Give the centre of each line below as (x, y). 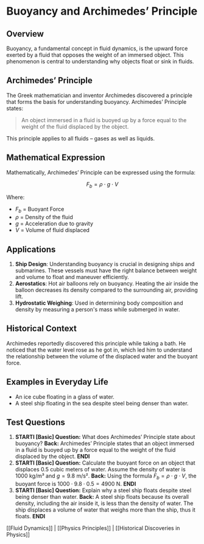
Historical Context (42, 329)
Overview (25, 34)
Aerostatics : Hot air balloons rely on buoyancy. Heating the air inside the (107, 284)
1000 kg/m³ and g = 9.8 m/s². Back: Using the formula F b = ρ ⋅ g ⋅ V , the (106, 477)
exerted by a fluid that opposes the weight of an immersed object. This (95, 55)
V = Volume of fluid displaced (52, 230)
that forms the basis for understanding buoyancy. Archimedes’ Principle (97, 101)
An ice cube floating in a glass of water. (65, 397)
